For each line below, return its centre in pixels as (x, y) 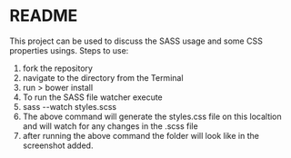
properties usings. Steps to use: (69, 50)
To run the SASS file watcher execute (93, 97)
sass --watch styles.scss (69, 106)
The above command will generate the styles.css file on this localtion (152, 116)
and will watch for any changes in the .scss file (110, 126)
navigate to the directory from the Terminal (103, 77)
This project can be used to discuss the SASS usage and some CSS (136, 41)
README (44, 16)
